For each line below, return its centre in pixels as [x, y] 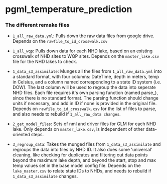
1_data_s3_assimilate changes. [45, 176]
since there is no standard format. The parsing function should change [86, 98]
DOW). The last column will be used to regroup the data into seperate [84, 87]
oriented [21, 135]
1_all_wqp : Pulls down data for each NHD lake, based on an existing [82, 51]
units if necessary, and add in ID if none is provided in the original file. [85, 104]
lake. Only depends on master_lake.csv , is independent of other [78, 129]
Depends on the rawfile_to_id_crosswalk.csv [60, 41]
